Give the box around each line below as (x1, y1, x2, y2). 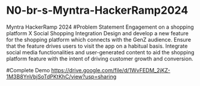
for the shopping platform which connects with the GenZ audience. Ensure (6, 36, 192, 43)
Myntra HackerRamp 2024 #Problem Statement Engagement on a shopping (6, 23, 194, 30)
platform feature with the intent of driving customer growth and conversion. (6, 55, 194, 62)
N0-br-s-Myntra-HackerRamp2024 (6, 4, 189, 17)
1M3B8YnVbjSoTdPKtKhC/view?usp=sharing (6, 73, 117, 80)
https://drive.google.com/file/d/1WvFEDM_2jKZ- (51, 66, 170, 73)
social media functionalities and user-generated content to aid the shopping (6, 48, 195, 56)
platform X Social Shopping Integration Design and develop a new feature (6, 29, 189, 36)
